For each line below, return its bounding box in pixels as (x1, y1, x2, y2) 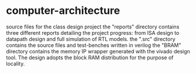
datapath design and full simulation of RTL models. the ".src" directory (6, 35, 176, 42)
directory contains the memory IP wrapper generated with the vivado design (6, 48, 190, 54)
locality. (6, 60, 25, 67)
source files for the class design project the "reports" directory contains (6, 23, 180, 30)
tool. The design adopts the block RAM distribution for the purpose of (6, 54, 174, 61)
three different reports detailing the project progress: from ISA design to (6, 29, 180, 36)
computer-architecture (6, 4, 121, 17)
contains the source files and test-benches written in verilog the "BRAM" (6, 42, 181, 49)
